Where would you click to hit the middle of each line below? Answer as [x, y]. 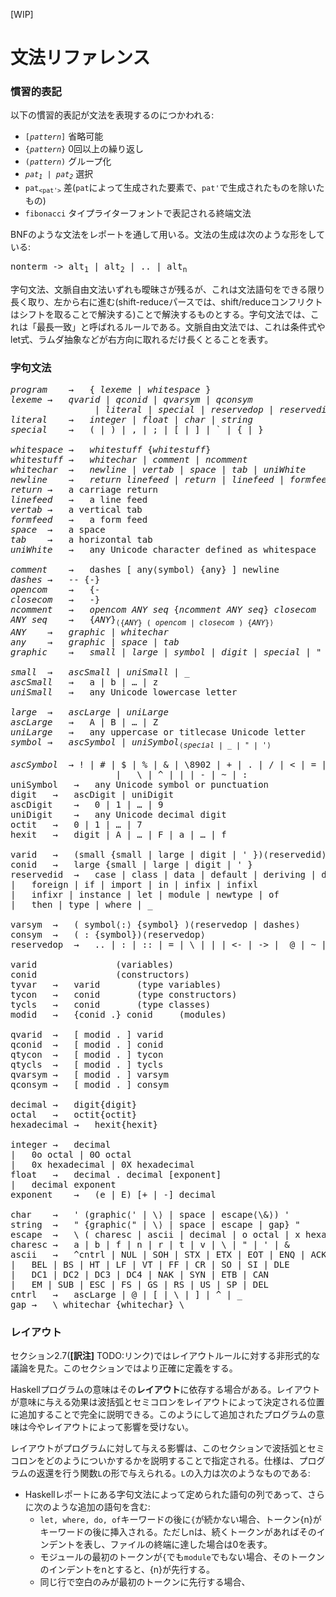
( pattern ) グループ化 [68, 161]
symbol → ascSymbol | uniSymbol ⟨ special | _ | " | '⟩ [141, 743]
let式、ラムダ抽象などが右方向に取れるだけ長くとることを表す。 [142, 340]
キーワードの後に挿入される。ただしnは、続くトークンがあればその [178, 1532]
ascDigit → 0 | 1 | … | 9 [87, 804]
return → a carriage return [84, 490]
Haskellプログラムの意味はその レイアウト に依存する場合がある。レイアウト [165, 1390]
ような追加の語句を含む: [101, 1507]
